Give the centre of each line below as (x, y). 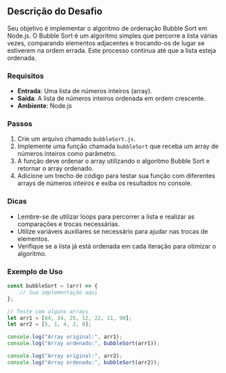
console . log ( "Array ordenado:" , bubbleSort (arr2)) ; (83, 362)
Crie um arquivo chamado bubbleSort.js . (76, 139)
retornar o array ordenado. (55, 168)
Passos (20, 124)
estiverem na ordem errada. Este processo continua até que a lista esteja (112, 50)
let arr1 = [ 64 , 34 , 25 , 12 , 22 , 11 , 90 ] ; (70, 318)
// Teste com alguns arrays (48, 311)
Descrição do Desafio (55, 11)
